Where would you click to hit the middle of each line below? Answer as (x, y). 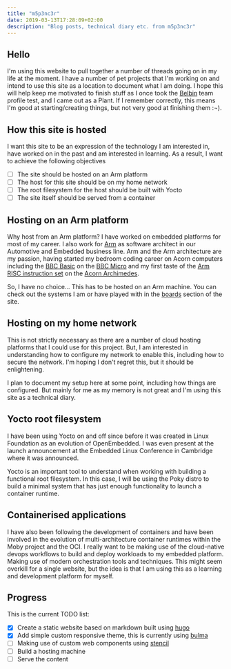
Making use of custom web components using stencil (93, 643)
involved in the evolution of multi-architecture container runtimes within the (114, 539)
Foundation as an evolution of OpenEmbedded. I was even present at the (111, 443)
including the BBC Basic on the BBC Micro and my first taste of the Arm (109, 266)
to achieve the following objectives (57, 161)
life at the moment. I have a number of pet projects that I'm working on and (113, 79)
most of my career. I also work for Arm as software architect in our (101, 244)
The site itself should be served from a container (86, 198)
